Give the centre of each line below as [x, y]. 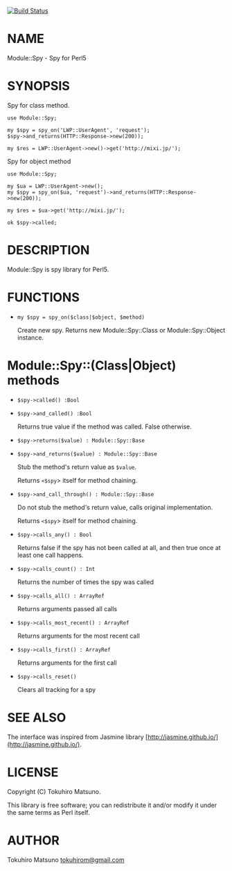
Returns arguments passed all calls [67, 608]
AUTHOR [34, 840]
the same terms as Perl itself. [48, 812]
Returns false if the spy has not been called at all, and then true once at [119, 547]
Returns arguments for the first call [67, 663]
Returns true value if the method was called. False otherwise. [105, 426]
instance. [30, 338]
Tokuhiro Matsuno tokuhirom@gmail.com [66, 860]
